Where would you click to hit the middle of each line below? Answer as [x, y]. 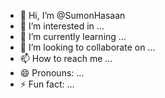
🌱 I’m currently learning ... [73, 36]
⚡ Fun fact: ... [47, 84]
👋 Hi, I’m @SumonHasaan [72, 15]
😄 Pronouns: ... [52, 73]
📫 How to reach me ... [66, 58]
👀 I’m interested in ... [62, 26]
